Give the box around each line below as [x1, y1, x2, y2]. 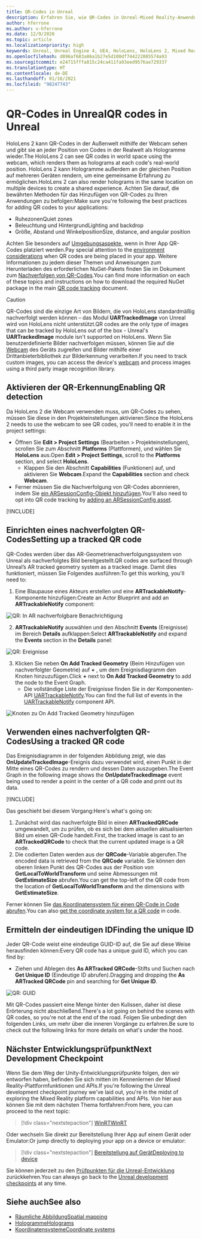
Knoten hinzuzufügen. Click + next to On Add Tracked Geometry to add [14, 672, 191, 679]
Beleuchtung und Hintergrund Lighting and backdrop [14, 222, 144, 229]
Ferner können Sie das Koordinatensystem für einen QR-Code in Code [6, 901, 179, 908]
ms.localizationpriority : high [6, 43, 84, 49]
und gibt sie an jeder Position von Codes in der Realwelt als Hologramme [6, 146, 186, 153]
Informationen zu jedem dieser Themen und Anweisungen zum [6, 259, 162, 266]
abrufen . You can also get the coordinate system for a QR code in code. [6, 907, 181, 915]
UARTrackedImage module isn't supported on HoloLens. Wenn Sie [6, 333, 172, 340]
